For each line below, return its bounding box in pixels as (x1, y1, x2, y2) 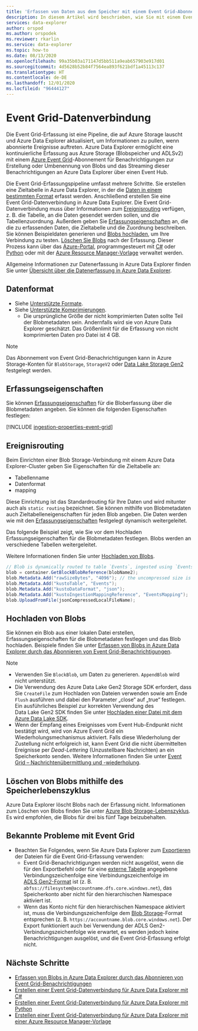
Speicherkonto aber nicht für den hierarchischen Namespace (23, 890, 172, 897)
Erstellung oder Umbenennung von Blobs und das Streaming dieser (6, 162, 170, 169)
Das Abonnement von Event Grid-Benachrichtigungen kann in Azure (6, 354, 172, 361)
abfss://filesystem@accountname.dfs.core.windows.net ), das (23, 884, 172, 891)
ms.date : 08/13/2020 (6, 53, 57, 59)
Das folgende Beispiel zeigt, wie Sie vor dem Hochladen (6, 529, 143, 536)
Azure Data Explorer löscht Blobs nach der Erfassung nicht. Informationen (6, 801, 186, 808)
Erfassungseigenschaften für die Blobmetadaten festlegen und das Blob (6, 636, 181, 643)
